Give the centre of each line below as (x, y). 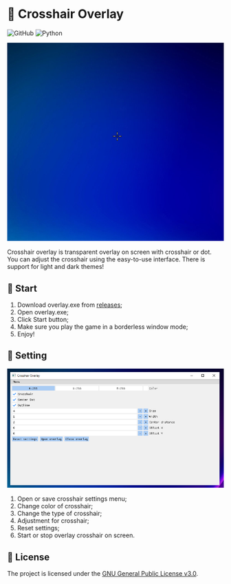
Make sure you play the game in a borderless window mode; (102, 327)
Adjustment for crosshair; (53, 521)
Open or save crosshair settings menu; (72, 499)
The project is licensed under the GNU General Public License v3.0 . (102, 574)
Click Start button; (43, 320)
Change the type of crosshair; (59, 513)
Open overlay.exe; (43, 312)
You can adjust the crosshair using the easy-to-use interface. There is (106, 259)
